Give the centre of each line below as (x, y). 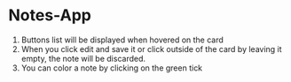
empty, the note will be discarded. (83, 58)
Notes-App (50, 15)
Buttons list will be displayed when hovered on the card (122, 40)
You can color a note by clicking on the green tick (112, 68)
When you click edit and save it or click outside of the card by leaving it (151, 48)
